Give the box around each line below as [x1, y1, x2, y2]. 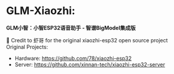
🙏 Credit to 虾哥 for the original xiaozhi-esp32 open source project [6, 36, 168, 43]
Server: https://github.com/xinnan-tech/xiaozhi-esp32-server [14, 60, 166, 68]
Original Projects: [6, 43, 49, 51]
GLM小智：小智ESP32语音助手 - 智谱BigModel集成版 [6, 24, 136, 31]
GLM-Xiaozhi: [6, 4, 76, 18]
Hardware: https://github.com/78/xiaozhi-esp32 [14, 55, 132, 62]
